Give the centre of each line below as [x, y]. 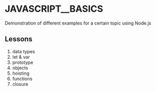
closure [20, 84]
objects [20, 67]
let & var [21, 57]
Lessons [19, 39]
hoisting [21, 73]
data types [24, 51]
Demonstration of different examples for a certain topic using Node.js [78, 23]
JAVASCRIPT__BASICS [54, 9]
